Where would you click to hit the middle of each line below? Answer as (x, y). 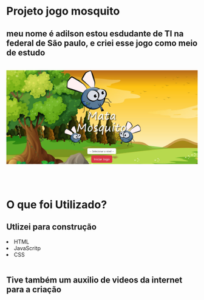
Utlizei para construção (52, 227)
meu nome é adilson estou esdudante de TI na (95, 34)
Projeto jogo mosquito (63, 11)
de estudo (26, 53)
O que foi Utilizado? (57, 204)
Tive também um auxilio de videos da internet (94, 280)
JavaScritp (28, 248)
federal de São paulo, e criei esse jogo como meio (102, 43)
